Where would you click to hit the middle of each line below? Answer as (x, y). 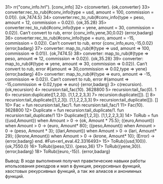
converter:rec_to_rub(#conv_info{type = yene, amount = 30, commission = (80, 28)
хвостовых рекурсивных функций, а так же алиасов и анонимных (73, 171)
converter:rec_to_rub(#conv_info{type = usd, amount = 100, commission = (80, 12)
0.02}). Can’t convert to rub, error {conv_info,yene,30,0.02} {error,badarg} (79, 33)
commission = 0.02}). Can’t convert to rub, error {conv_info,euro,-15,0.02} (79, 43)
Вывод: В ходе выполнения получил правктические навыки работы (75, 161)
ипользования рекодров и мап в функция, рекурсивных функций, (73, 166)
